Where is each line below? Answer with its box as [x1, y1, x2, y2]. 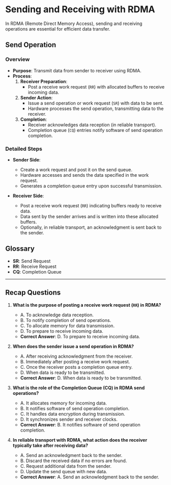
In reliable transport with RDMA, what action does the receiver [12, 437, 148, 443]
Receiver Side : [12, 193, 44, 199]
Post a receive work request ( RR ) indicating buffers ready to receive [20, 202, 162, 208]
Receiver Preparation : [20, 78, 68, 85]
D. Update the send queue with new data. [20, 468, 107, 474]
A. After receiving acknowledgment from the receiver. [20, 353, 133, 359]
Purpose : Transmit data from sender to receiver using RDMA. [12, 67, 141, 73]
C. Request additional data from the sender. [20, 463, 112, 469]
